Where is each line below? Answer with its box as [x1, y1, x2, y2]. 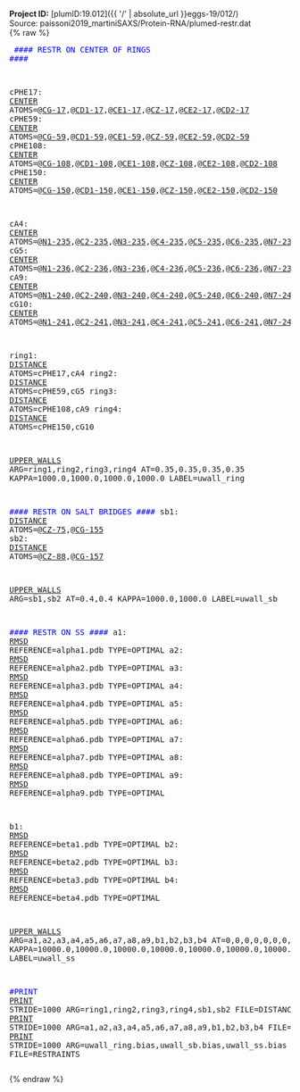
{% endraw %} [9, 1074, 64, 1084]
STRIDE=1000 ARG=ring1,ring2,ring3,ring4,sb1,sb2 [9, 1004, 231, 1014]
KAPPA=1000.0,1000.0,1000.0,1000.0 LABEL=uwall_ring [9, 473, 246, 483]
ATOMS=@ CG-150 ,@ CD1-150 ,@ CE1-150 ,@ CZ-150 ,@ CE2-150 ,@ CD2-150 [9, 186, 279, 196]
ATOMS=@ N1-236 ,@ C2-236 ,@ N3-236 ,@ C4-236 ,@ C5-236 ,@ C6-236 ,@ [9, 263, 269, 273]
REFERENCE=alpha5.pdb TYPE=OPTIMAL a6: [9, 717, 184, 727]
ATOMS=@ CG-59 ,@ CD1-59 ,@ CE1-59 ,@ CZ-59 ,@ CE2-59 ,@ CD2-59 [9, 132, 250, 142]
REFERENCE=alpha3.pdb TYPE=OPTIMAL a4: [9, 681, 184, 691]
